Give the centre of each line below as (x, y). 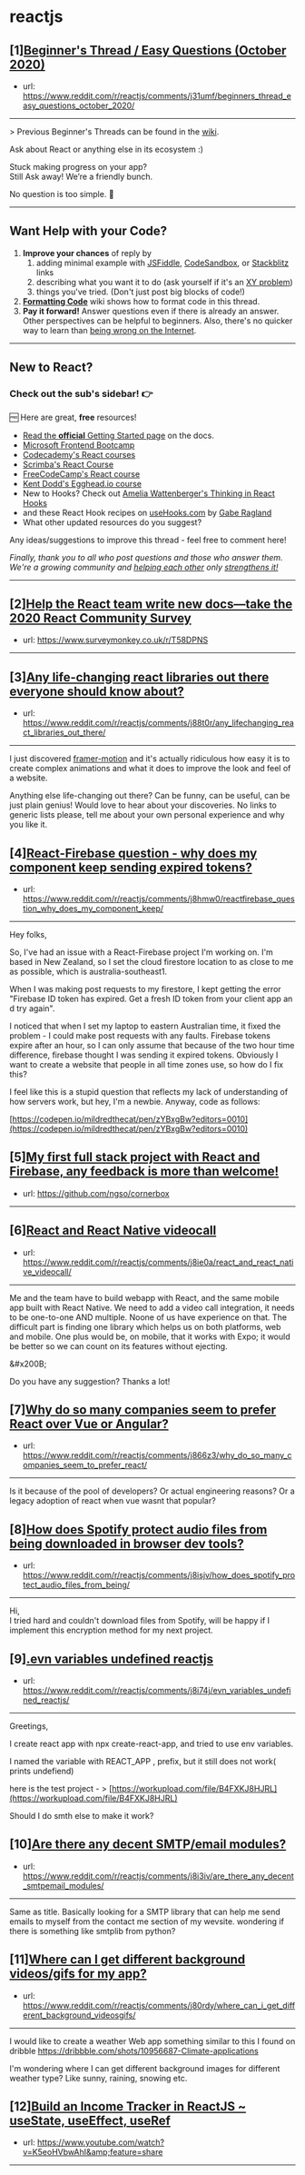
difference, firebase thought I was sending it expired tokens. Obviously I (144, 1055)
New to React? (51, 367)
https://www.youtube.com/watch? (101, 2142)
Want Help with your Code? (89, 231)
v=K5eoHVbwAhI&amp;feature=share (93, 2152)
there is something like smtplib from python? (93, 1931)
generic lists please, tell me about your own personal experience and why (147, 815)
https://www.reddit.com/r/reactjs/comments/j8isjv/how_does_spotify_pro (159, 1575)
